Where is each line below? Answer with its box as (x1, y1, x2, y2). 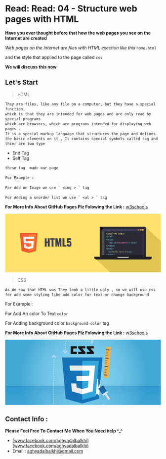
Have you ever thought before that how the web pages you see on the (5, 30, 151, 36)
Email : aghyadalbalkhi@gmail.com (12, 448, 83, 454)
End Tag (12, 150, 30, 156)
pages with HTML (5, 13, 79, 25)
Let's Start (5, 78, 39, 87)
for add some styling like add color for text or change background (5, 292, 149, 297)
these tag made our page (5, 165, 58, 170)
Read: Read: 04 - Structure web (5, 3, 137, 14)
